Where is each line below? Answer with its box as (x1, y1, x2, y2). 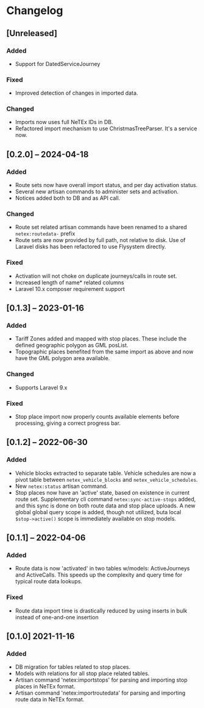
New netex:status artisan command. (15, 482, 108, 490)
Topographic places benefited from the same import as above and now (15, 348, 194, 355)
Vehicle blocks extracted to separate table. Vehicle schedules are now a (15, 469, 196, 477)
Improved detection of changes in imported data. (15, 89, 138, 97)
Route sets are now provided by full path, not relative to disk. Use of (15, 237, 186, 244)
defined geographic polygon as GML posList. (15, 342, 129, 349)
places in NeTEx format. (15, 683, 76, 690)
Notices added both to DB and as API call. (15, 194, 121, 202)
